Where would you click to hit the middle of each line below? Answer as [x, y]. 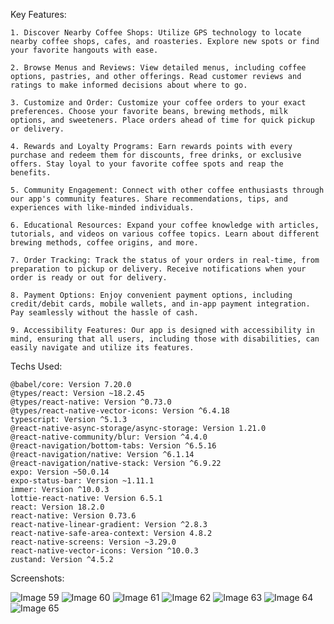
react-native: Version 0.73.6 [73, 516]
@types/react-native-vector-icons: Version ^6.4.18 [120, 411]
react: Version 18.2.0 [57, 507]
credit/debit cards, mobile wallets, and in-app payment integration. [160, 304]
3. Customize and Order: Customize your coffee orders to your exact [158, 103]
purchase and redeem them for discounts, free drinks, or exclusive [156, 155]
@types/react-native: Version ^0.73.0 [91, 402]
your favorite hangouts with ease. [84, 50]
